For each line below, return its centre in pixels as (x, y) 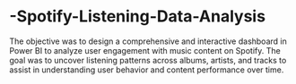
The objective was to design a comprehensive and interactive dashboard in (148, 41)
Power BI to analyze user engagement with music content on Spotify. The (145, 50)
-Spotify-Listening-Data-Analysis (138, 17)
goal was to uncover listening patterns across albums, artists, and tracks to (148, 60)
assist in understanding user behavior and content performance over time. (147, 70)
